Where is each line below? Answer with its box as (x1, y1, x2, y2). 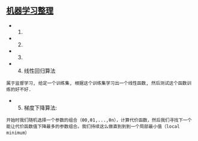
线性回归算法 (23, 67, 56, 74)
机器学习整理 (6, 5, 54, 16)
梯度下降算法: (23, 104, 57, 111)
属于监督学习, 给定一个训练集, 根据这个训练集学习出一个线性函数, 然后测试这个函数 (6, 80, 187, 86)
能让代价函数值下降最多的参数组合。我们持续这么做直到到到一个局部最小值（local (6, 123, 180, 130)
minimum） (6, 130, 30, 136)
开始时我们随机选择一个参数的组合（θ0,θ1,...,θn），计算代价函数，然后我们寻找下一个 (6, 117, 193, 123)
